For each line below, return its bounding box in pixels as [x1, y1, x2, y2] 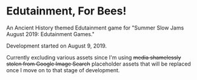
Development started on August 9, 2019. [6, 42, 107, 49]
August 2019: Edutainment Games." [6, 30, 95, 37]
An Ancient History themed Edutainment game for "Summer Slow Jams [6, 24, 184, 31]
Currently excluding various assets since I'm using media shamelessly [6, 54, 181, 61]
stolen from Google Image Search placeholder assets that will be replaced [6, 60, 191, 67]
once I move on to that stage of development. [6, 66, 120, 73]
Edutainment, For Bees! [6, 4, 127, 18]
